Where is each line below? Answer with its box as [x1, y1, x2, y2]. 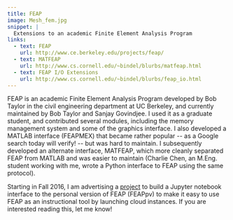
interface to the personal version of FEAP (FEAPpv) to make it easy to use [7, 190, 220, 198]
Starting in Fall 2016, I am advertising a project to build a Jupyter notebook [7, 183, 222, 191]
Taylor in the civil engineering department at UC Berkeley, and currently [7, 102, 214, 111]
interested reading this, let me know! [7, 205, 113, 214]
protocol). [7, 169, 36, 177]
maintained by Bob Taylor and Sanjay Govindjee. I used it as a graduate [7, 109, 213, 118]
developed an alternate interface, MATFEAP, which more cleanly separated [7, 146, 224, 155]
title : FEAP [7, 10, 42, 18]
